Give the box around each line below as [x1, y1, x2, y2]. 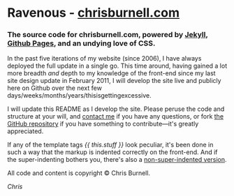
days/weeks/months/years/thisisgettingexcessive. [7, 91, 152, 100]
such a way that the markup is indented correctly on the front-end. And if [7, 148, 218, 156]
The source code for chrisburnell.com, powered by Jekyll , [7, 30, 208, 40]
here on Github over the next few [7, 84, 103, 92]
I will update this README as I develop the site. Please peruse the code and [7, 105, 225, 113]
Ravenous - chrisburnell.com [7, 5, 180, 21]
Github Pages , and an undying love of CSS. [7, 38, 156, 48]
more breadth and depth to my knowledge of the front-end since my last [7, 69, 216, 77]
